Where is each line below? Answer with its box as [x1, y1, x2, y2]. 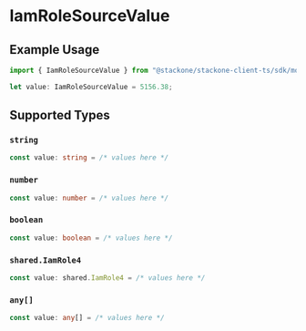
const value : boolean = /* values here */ [9, 233, 173, 243]
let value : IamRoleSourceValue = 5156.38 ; [9, 82, 173, 91]
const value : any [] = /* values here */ [9, 314, 166, 323]
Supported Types [9, 108, 111, 123]
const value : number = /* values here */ [9, 193, 169, 202]
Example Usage [9, 42, 100, 57]
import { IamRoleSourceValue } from [9, 66, 148, 75]
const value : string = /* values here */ [9, 153, 169, 162]
